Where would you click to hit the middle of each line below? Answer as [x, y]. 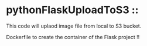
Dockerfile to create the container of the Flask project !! [73, 37]
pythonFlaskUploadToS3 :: [72, 10]
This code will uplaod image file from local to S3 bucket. [74, 26]
